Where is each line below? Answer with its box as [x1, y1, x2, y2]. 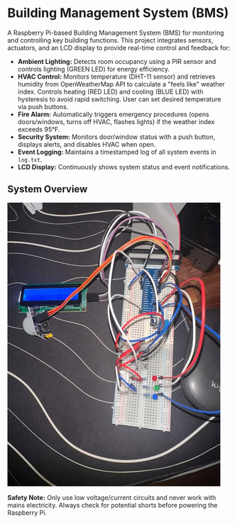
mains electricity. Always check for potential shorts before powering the [7, 501, 218, 509]
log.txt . [17, 155, 43, 164]
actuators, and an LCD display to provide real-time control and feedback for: [7, 43, 231, 52]
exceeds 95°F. [17, 125, 60, 133]
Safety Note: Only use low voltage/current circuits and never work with [7, 493, 216, 501]
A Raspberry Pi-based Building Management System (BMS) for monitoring [7, 28, 225, 37]
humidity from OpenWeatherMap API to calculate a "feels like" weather [17, 79, 226, 88]
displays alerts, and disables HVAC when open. [17, 140, 156, 148]
